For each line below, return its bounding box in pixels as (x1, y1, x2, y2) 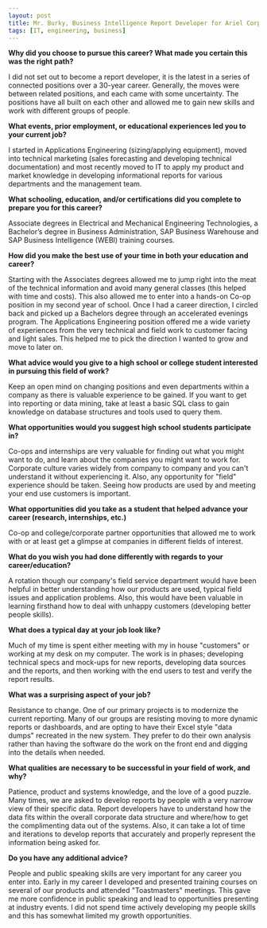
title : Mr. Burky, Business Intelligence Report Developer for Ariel (8, 19, 244, 27)
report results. (8, 675, 55, 684)
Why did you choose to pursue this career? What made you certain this (8, 49, 248, 58)
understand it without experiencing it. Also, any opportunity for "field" (8, 472, 237, 482)
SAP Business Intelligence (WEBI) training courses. (8, 236, 175, 245)
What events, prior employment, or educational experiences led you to (8, 121, 246, 131)
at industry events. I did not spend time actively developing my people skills (8, 903, 256, 912)
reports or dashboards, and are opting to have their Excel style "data (8, 722, 233, 732)
